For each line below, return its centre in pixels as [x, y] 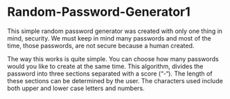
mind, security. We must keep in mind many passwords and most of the [109, 38]
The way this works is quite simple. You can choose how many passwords [113, 58]
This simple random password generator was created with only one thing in [115, 31]
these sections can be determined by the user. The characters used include [115, 80]
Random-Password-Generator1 [99, 12]
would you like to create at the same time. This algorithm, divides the [105, 66]
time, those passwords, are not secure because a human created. [101, 45]
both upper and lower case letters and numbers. [76, 88]
